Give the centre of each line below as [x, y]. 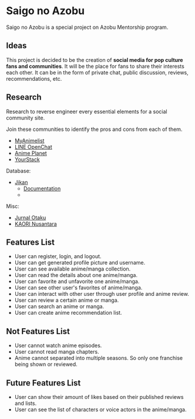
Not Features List [38, 331]
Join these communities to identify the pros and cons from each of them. [94, 129]
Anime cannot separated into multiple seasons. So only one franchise [99, 358]
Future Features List [43, 383]
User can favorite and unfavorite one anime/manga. [77, 282]
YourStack [27, 159]
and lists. [26, 403]
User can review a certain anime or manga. [67, 300]
